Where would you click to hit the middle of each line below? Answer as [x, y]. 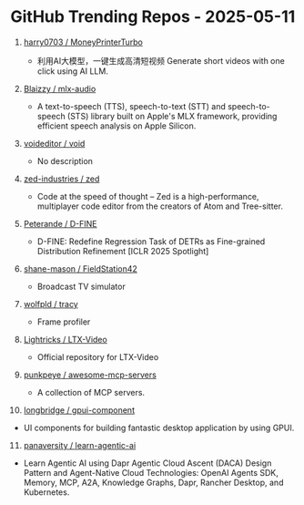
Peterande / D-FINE [61, 223]
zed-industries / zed [61, 179]
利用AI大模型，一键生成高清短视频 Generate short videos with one [161, 60]
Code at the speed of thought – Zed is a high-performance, [148, 196]
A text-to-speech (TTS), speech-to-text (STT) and [132, 106]
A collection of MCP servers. [91, 392]
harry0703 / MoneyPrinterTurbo [83, 42]
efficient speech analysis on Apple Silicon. [117, 126]
